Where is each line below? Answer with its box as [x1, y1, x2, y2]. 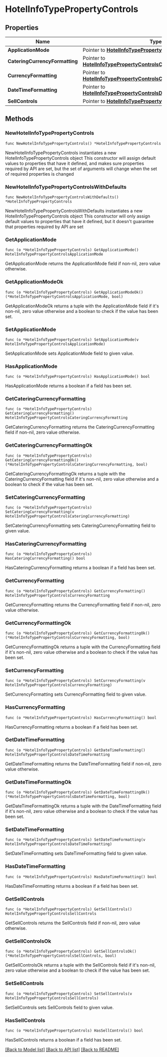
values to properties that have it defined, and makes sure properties [5, 160, 144, 166]
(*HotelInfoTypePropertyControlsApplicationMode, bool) [5, 294, 123, 299]
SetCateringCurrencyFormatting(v [5, 510, 75, 515]
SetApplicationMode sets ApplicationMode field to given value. [5, 350, 134, 356]
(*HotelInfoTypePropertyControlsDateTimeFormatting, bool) [5, 794, 130, 799]
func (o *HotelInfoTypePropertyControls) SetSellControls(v [5, 991, 133, 996]
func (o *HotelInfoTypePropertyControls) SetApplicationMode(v [5, 337, 139, 342]
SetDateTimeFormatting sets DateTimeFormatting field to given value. [5, 850, 148, 856]
